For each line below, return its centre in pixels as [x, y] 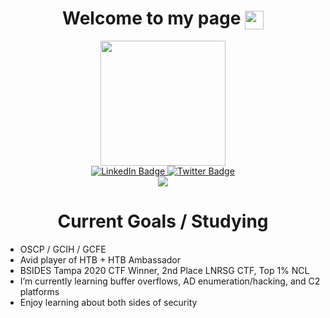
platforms [39, 292]
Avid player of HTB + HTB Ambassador [100, 260]
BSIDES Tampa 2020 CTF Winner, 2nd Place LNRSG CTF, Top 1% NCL [164, 271]
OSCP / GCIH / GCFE [63, 249]
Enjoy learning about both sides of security [108, 303]
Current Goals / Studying [163, 221]
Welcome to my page [152, 18]
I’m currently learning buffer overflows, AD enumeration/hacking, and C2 [170, 281]
